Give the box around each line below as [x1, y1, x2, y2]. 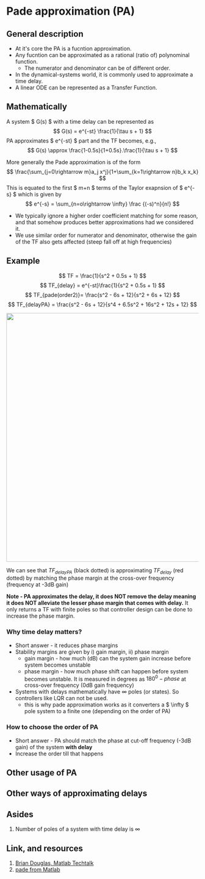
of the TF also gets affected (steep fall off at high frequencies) [15, 238, 172, 245]
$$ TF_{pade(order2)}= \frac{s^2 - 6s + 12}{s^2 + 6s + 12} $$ [24, 291, 181, 298]
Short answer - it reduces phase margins [15, 641, 118, 649]
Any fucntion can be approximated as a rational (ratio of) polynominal [15, 51, 190, 59]
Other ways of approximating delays [6, 788, 148, 799]
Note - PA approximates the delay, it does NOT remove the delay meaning [6, 593, 196, 600]
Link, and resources [6, 843, 84, 853]
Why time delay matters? [6, 627, 82, 636]
